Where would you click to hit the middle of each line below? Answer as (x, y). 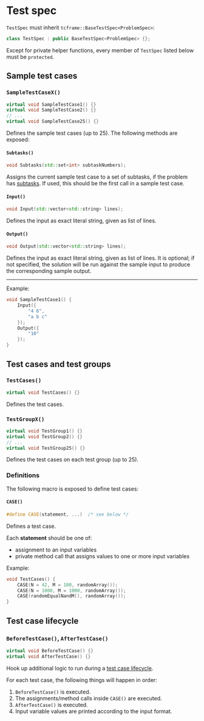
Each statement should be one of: (49, 538)
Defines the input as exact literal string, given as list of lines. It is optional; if (100, 258)
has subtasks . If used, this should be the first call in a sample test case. (95, 183)
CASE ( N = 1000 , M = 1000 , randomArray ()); (72, 591)
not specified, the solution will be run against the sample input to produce (98, 265)
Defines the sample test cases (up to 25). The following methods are (92, 133)
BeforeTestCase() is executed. (53, 692)
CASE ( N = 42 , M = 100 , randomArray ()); (68, 585)
